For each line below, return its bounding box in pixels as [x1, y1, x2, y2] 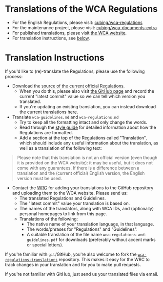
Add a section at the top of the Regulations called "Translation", [19, 135, 147, 141]
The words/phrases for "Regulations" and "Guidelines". [26, 226, 138, 232]
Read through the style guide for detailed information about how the [19, 124, 156, 130]
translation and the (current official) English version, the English [17, 170, 145, 176]
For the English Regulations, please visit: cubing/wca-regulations [12, 20, 143, 25]
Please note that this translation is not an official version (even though [17, 155, 158, 161]
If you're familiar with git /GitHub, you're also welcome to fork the [5, 251, 137, 257]
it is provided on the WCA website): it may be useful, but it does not [17, 160, 153, 165]
